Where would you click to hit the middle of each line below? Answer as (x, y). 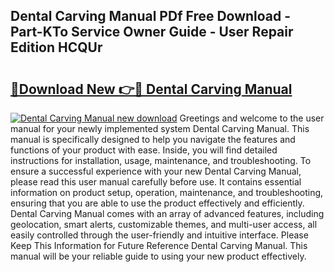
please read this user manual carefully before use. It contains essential (156, 182)
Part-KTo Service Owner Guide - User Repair (152, 32)
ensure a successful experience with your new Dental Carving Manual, (156, 171)
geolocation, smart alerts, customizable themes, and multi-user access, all (164, 224)
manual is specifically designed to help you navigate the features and (153, 139)
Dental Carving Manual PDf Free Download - (151, 16)
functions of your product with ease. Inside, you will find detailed (144, 150)
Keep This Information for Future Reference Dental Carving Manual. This (159, 245)
